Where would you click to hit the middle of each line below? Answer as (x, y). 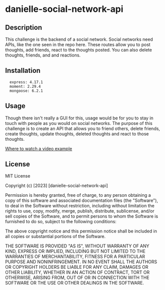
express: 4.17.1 (26, 82)
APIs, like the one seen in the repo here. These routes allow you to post (78, 45)
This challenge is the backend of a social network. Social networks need (79, 39)
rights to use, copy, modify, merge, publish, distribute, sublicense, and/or (80, 211)
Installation (23, 71)
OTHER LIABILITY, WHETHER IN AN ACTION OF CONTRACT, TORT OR (77, 272)
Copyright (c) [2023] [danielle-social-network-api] (56, 186)
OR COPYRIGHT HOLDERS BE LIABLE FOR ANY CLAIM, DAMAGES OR (77, 267)
